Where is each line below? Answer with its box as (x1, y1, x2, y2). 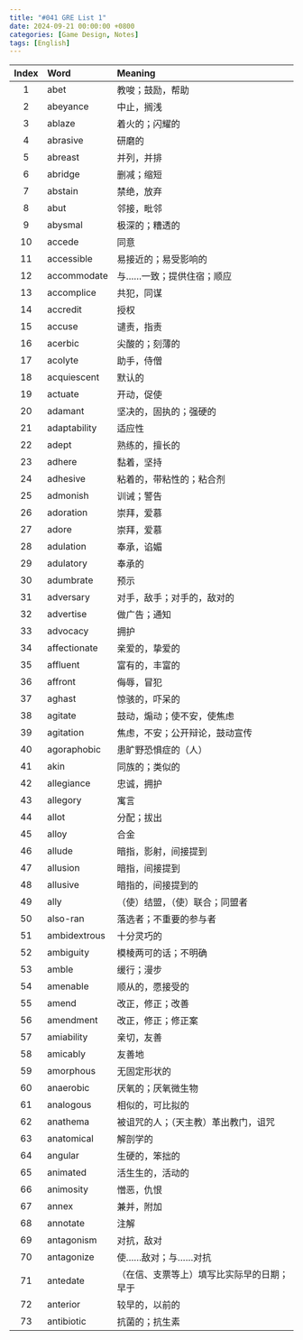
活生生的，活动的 (116, 1167, 189, 1179)
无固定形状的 (116, 1066, 171, 1078)
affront (47, 676, 77, 688)
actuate (47, 388, 79, 401)
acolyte (47, 354, 79, 366)
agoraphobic (47, 744, 102, 756)
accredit (47, 303, 83, 316)
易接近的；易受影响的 (116, 254, 207, 266)
